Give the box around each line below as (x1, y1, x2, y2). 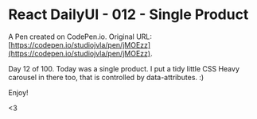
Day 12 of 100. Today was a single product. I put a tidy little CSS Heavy (8, 63, 240, 73)
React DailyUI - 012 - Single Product (8, 6, 249, 24)
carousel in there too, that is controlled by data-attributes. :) (8, 72, 204, 82)
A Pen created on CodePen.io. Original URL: (8, 32, 153, 41)
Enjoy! (8, 87, 29, 97)
